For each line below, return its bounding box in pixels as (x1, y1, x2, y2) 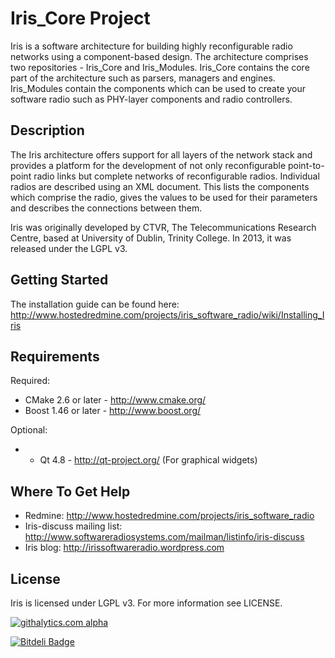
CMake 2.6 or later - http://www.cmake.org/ (24, 394, 207, 406)
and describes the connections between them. (10, 202, 203, 214)
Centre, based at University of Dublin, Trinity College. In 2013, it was (10, 232, 292, 244)
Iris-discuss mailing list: (24, 520, 123, 532)
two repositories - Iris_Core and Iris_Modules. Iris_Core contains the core (10, 61, 310, 73)
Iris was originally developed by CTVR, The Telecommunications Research (10, 221, 317, 233)
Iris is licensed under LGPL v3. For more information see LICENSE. (10, 597, 283, 609)
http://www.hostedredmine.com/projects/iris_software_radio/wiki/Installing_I (10, 308, 325, 321)
